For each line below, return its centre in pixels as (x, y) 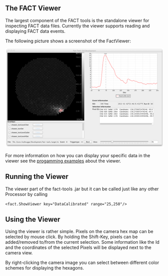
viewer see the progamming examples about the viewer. (63, 161)
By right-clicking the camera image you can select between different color (82, 263)
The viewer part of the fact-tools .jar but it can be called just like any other (82, 189)
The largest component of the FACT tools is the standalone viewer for (77, 20)
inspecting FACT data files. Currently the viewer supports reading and (77, 26)
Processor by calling (26, 194)
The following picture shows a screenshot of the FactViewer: (68, 41)
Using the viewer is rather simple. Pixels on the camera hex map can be (79, 232)
